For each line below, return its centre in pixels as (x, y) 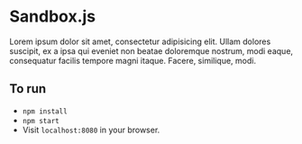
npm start (41, 121)
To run (28, 89)
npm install (45, 111)
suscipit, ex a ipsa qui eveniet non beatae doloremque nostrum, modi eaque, (151, 50)
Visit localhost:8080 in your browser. (91, 130)
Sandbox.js (53, 17)
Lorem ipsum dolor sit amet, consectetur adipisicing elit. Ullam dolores (140, 41)
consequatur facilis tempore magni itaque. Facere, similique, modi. (133, 60)
